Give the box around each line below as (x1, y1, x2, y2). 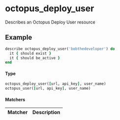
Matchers (5, 96, 25, 102)
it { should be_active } (9, 55, 60, 60)
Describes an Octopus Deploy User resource (5, 19, 96, 25)
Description (32, 109, 60, 116)
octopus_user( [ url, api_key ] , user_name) (5, 86, 91, 91)
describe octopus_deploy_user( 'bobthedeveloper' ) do (5, 46, 115, 51)
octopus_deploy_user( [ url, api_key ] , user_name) (5, 81, 106, 86)
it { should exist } (9, 51, 51, 56)
